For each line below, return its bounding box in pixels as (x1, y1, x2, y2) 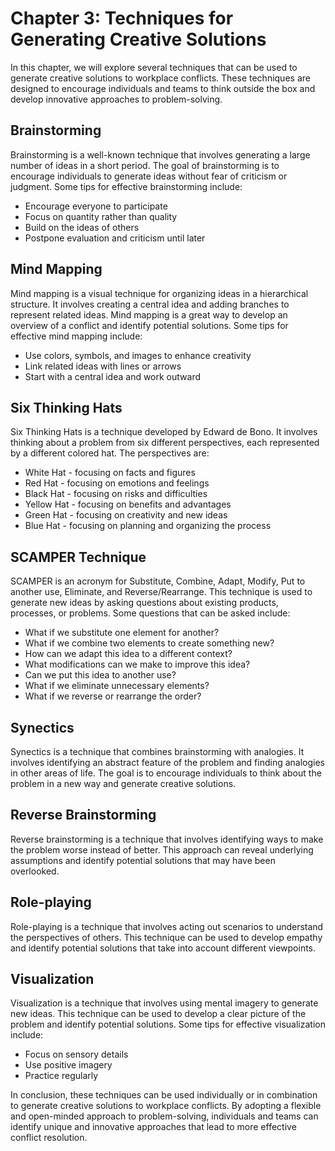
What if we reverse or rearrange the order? (24, 690, 202, 702)
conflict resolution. (10, 1132, 88, 1144)
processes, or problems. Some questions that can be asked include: (10, 607, 291, 619)
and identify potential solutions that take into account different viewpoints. (10, 942, 317, 954)
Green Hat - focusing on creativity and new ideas (24, 509, 228, 521)
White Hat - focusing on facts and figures (24, 467, 196, 479)
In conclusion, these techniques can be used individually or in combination (10, 1089, 318, 1101)
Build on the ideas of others (24, 221, 140, 233)
